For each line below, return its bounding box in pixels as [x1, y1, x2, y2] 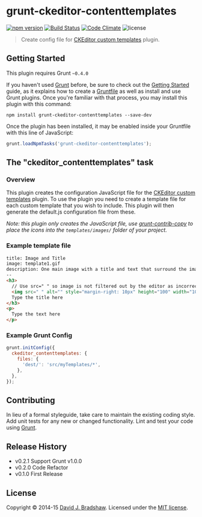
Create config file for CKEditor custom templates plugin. [20, 36, 160, 43]
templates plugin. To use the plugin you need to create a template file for [6, 195, 186, 203]
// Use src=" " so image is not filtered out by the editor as [11, 283, 173, 289]
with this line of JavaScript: [6, 128, 74, 136]
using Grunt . [6, 424, 37, 431]
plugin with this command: [6, 100, 72, 107]
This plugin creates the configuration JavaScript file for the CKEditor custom [6, 189, 195, 197]
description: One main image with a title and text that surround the [6, 267, 187, 273]
